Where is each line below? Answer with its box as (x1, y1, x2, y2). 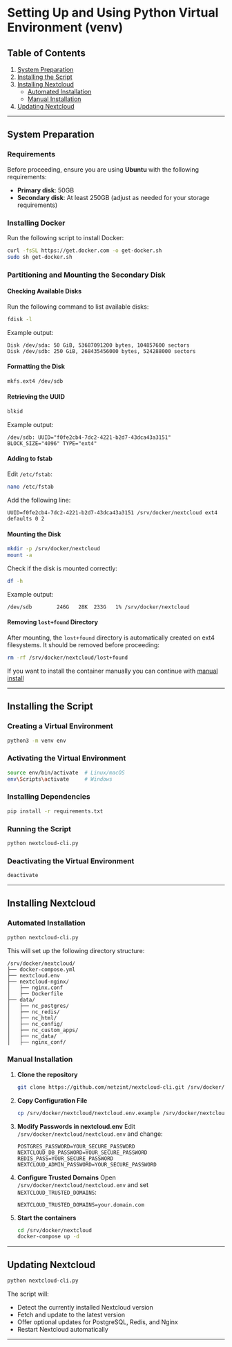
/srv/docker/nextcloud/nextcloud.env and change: (17, 1130, 164, 1138)
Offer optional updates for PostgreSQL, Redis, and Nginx (17, 1318, 178, 1326)
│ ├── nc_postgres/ (7, 1002, 70, 1009)
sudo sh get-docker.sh (7, 253, 72, 260)
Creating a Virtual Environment (7, 721, 113, 731)
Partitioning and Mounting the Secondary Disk (7, 270, 166, 280)
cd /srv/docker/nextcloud (17, 1227, 92, 1233)
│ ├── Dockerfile (7, 990, 64, 997)
